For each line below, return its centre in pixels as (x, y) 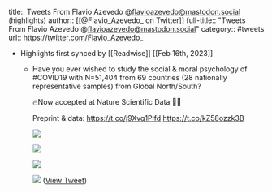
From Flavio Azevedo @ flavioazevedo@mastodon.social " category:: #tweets (136, 29)
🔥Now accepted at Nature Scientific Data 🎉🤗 (107, 102)
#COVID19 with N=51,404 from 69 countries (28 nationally (130, 77)
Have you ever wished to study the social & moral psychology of (140, 69)
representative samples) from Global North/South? (117, 86)
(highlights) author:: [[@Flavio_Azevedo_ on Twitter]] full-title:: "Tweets (127, 20)
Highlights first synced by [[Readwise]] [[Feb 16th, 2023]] (117, 53)
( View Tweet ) (65, 180)
